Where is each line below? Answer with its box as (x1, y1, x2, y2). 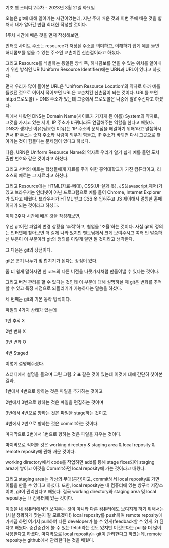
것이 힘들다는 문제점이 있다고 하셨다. (18, 138, 90, 144)
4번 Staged (5, 350, 29, 356)
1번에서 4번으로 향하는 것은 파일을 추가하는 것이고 (5, 388, 103, 394)
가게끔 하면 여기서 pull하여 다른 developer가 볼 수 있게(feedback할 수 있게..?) (5, 518, 159, 524)
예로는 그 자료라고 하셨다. (18, 172, 69, 178)
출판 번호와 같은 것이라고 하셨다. (5, 156, 69, 161)
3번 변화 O (5, 339, 26, 345)
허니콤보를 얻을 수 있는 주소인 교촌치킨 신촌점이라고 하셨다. (5, 49, 121, 55)
